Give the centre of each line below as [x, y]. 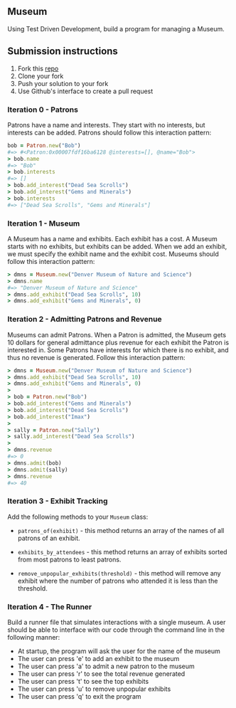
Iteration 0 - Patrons [43, 110]
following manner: [34, 637]
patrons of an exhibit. [49, 538]
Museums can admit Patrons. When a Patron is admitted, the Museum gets [117, 334]
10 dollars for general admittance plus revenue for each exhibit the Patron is [118, 342]
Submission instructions [63, 52]
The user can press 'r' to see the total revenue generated [101, 673]
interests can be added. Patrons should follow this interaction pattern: [109, 132]
